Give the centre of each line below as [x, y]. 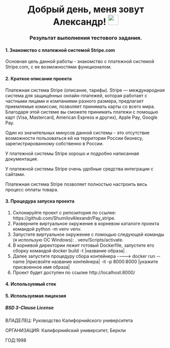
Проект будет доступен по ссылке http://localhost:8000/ [74, 272]
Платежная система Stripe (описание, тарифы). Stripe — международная [85, 90]
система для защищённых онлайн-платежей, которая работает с [76, 95]
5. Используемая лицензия [36, 296]
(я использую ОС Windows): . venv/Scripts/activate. [68, 240]
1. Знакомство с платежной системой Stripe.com [60, 50]
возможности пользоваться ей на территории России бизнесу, [74, 138]
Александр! [79, 22]
